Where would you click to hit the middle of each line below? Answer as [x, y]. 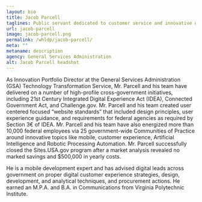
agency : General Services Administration [59, 57]
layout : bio [21, 12]
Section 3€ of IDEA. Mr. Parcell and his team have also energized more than [100, 124]
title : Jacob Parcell [33, 17]
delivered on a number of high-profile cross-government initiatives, [90, 92]
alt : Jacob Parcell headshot [43, 62]
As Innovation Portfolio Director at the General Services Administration [93, 80]
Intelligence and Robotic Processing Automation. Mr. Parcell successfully [97, 144]
